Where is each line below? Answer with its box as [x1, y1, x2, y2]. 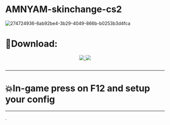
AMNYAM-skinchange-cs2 [5, 4, 122, 15]
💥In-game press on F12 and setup [5, 82, 150, 94]
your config [5, 94, 55, 105]
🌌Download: [5, 38, 58, 50]
